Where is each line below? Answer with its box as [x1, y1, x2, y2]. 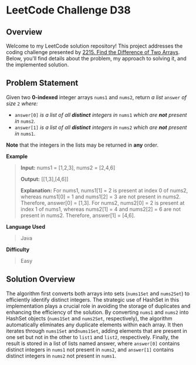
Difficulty [6, 246, 30, 253]
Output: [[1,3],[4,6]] [20, 175, 69, 182]
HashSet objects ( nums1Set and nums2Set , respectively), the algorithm [6, 315, 173, 322]
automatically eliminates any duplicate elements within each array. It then [6, 321, 184, 328]
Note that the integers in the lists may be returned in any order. [6, 141, 158, 148]
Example [6, 153, 28, 160]
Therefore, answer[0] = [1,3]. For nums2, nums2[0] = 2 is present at [20, 199, 185, 206]
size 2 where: [6, 100, 38, 107]
